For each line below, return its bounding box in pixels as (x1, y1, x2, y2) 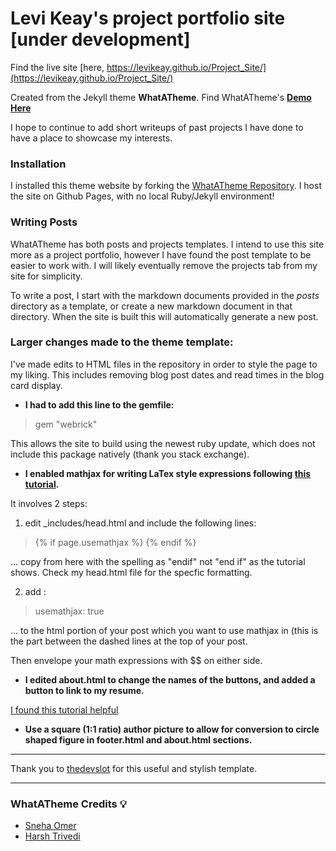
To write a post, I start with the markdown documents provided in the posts (10, 289, 320, 301)
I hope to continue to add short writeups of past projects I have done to (10, 121, 304, 133)
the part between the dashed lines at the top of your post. (10, 635, 248, 647)
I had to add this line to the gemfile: (24, 398, 175, 411)
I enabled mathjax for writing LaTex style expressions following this (24, 467, 312, 479)
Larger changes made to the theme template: (10, 335, 234, 349)
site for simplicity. (10, 270, 83, 282)
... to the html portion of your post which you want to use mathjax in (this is (10, 624, 319, 636)
